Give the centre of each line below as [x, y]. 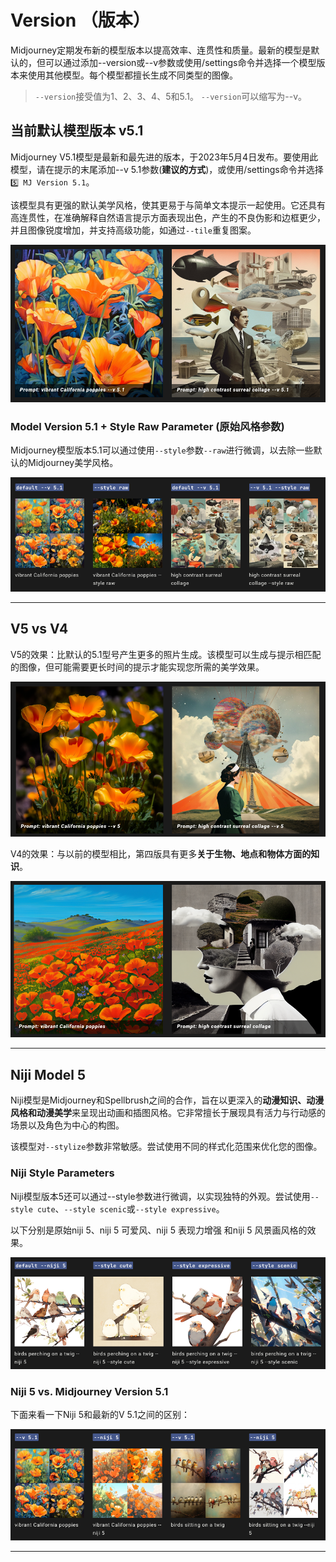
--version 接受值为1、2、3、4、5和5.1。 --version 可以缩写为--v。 [171, 96]
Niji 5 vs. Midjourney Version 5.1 [89, 1391]
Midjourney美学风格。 [73, 463]
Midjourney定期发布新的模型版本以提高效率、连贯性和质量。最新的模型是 [161, 50]
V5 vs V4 [39, 629]
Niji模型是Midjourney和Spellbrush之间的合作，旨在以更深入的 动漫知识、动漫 [167, 1100]
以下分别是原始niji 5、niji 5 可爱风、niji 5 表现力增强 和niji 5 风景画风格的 [159, 1230]
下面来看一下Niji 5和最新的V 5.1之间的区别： [100, 1415]
